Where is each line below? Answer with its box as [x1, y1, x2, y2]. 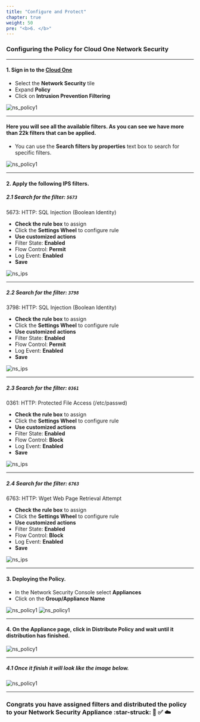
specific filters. [14, 149, 52, 156]
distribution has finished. [6, 632, 70, 639]
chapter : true [6, 14, 42, 20]
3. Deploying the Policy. [6, 575, 67, 582]
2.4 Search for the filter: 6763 [6, 480, 79, 487]
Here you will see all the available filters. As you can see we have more [6, 123, 185, 130]
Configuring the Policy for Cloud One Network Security [6, 45, 168, 54]
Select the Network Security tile [14, 79, 95, 87]
